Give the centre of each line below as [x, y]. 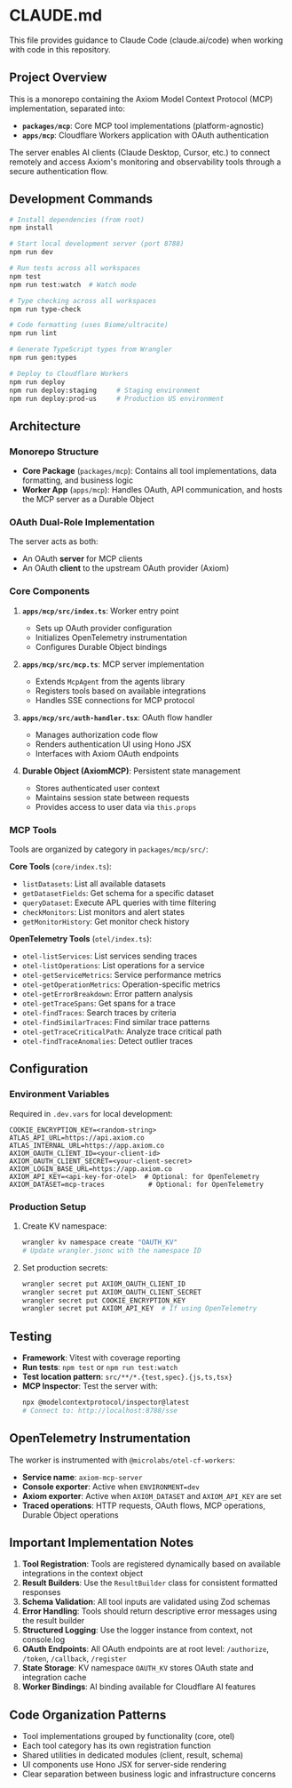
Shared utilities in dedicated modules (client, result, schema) [133, 1755]
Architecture [45, 426]
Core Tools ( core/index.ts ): [61, 867]
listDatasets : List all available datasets [94, 884]
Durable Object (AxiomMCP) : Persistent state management [131, 771]
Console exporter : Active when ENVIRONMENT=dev [110, 1487]
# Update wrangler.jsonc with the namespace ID [111, 1250]
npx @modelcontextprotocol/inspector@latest [106, 1403]
